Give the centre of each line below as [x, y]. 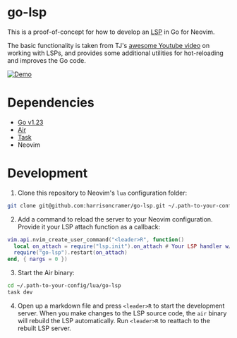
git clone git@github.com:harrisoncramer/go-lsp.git [86, 205]
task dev [20, 292]
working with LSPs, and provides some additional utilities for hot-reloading [115, 53]
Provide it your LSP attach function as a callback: [89, 227]
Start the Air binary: [46, 273]
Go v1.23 [30, 122]
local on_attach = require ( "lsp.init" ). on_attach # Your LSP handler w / [123, 246]
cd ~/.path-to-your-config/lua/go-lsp [64, 286]
